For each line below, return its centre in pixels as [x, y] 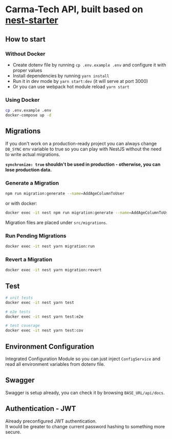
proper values [27, 70]
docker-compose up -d [28, 115]
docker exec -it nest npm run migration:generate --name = [68, 213]
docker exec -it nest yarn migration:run [50, 247]
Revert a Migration [29, 259]
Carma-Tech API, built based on [74, 9]
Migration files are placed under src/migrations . [56, 222]
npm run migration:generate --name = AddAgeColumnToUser [65, 194]
